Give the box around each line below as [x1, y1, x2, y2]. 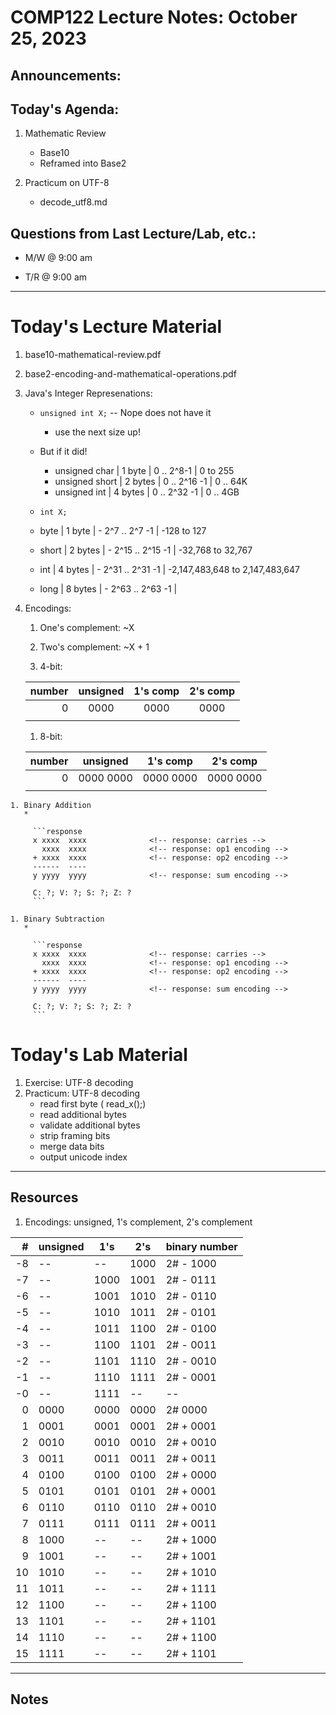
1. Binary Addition [10, 801, 92, 811]
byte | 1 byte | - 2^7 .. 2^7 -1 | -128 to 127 [39, 525, 207, 537]
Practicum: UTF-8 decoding [24, 1087, 141, 1100]
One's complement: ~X [39, 622, 135, 634]
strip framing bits [39, 1130, 111, 1142]
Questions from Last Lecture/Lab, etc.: [10, 225, 257, 242]
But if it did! [39, 446, 88, 458]
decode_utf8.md [39, 196, 108, 208]
